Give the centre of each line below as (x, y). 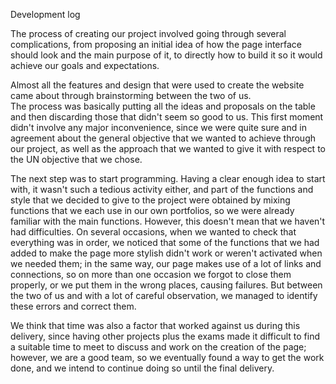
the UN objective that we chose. (76, 159)
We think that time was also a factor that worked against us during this (155, 325)
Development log (45, 14)
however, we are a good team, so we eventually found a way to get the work (167, 357)
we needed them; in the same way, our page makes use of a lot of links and (166, 263)
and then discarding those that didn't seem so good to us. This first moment (167, 117)
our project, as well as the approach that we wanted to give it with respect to (168, 148)
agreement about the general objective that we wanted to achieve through (163, 138)
